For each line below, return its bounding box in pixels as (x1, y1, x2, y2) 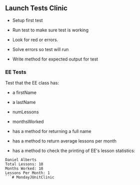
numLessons (12, 109, 39, 115)
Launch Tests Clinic (5, 4, 68, 12)
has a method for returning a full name (12, 128, 92, 134)
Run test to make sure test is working (12, 27, 89, 33)
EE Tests (5, 68, 26, 75)
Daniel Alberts (5, 157, 37, 162)
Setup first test (12, 17, 43, 23)
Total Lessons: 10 (5, 162, 43, 167)
